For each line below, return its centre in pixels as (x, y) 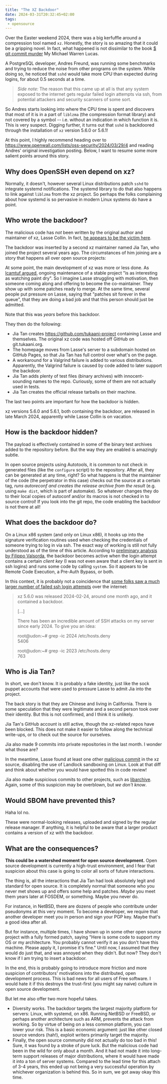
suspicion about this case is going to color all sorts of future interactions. (80, 871)
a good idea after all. (26, 922)
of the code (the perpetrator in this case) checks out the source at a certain (83, 480)
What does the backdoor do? (51, 523)
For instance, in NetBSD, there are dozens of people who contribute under (81, 906)
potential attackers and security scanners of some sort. (74, 100)
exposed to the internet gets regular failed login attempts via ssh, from (89, 94)
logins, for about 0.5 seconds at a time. (45, 79)
